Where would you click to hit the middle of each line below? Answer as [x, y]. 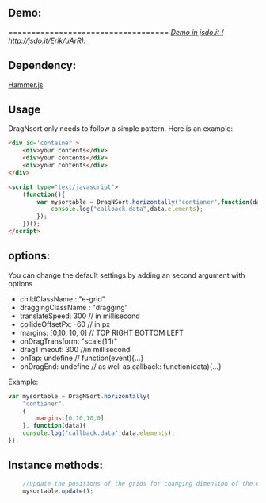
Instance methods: [56, 465]
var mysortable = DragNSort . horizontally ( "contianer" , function [143, 202]
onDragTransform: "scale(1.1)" [68, 341]
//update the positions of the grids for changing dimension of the [138, 483]
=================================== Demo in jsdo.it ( [116, 32]
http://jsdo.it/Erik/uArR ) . [47, 40]
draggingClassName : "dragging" [74, 307]
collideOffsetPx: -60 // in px [65, 324]
